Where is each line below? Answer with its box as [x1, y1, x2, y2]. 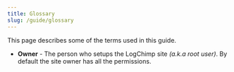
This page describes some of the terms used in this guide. [7, 36, 177, 44]
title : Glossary [7, 10, 55, 17]
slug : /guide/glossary [7, 17, 74, 24]
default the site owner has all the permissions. [17, 57, 152, 65]
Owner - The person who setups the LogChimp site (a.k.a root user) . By [17, 50, 228, 58]
